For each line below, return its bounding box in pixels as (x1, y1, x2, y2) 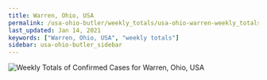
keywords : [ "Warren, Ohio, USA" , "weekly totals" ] (8, 33, 180, 42)
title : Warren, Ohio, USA (8, 11, 94, 20)
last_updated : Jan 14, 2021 (8, 26, 102, 34)
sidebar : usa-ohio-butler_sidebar (8, 41, 123, 49)
